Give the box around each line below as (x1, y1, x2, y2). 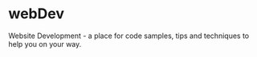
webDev (8, 5, 64, 23)
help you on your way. (8, 39, 82, 48)
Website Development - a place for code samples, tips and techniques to (8, 31, 250, 40)
